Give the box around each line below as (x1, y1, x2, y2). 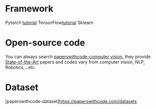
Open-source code (5, 37, 85, 48)
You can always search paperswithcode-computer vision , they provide (5, 53, 151, 59)
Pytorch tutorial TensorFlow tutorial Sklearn (5, 19, 93, 25)
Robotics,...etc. (5, 64, 36, 70)
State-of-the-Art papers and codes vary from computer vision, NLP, (5, 58, 145, 65)
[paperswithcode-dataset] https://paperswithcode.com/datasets (5, 98, 137, 104)
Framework (5, 3, 53, 14)
